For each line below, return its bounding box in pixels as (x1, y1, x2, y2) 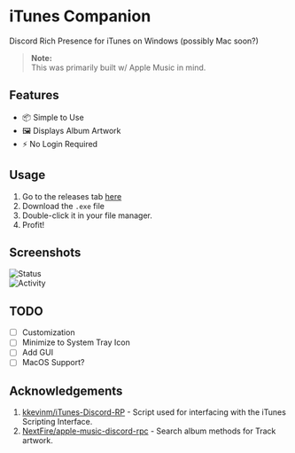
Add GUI (21, 348, 54, 358)
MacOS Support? (21, 357, 85, 368)
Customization (21, 327, 75, 338)
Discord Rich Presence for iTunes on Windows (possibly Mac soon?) (9, 35, 260, 46)
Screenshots (9, 245, 82, 260)
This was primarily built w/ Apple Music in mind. (30, 62, 206, 73)
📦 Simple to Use (21, 112, 84, 122)
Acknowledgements (9, 383, 123, 398)
